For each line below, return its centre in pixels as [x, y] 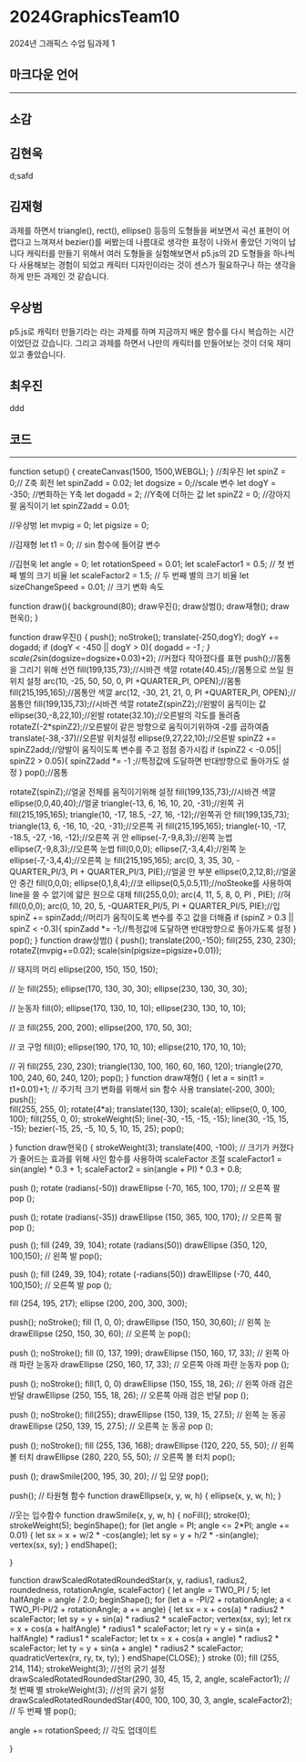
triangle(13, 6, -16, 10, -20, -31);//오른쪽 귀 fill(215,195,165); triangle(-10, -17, [148, 826]
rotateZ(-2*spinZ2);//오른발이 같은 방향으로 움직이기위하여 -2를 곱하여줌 [139, 727]
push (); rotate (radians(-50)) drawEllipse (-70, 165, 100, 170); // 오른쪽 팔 [145, 1188]
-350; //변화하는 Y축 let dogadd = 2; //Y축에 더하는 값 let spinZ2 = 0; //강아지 [150, 494]
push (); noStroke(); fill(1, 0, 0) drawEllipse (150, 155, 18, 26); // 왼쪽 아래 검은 [151, 1384]
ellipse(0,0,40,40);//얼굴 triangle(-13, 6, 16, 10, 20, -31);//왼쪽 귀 [127, 803]
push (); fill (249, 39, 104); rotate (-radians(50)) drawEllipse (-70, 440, [140, 1274]
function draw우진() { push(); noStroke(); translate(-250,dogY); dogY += [144, 638]
